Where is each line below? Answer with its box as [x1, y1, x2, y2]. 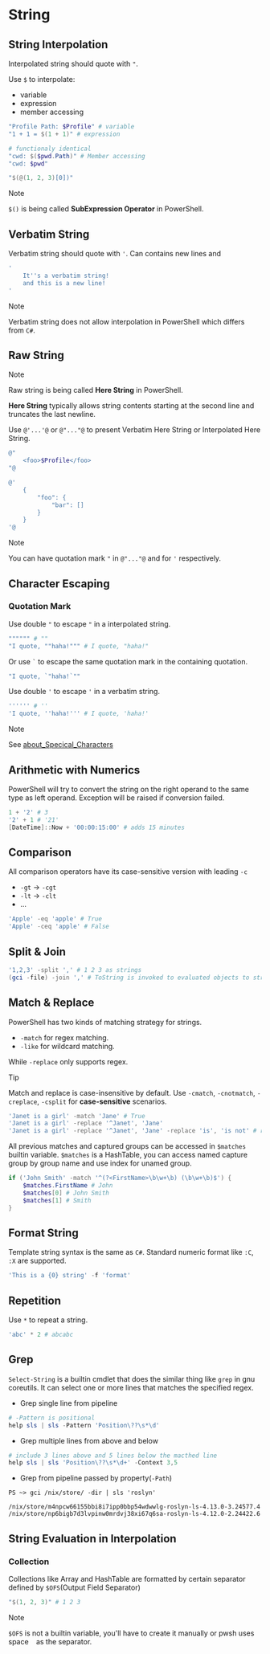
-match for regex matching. [19, 1032, 109, 1042]
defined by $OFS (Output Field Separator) [8, 1583, 141, 1592]
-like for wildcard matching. [19, 1041, 115, 1051]
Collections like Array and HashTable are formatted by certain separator [8, 1574, 246, 1583]
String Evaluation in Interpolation [8, 1532, 177, 1546]
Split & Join [8, 945, 67, 958]
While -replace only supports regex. [8, 1056, 129, 1066]
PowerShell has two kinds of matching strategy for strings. [8, 1017, 202, 1027]
